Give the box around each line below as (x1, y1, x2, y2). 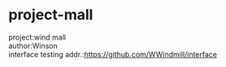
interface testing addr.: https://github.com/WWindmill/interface (8, 49, 218, 59)
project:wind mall (8, 32, 67, 42)
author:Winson (8, 40, 59, 50)
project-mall (8, 6, 93, 24)
